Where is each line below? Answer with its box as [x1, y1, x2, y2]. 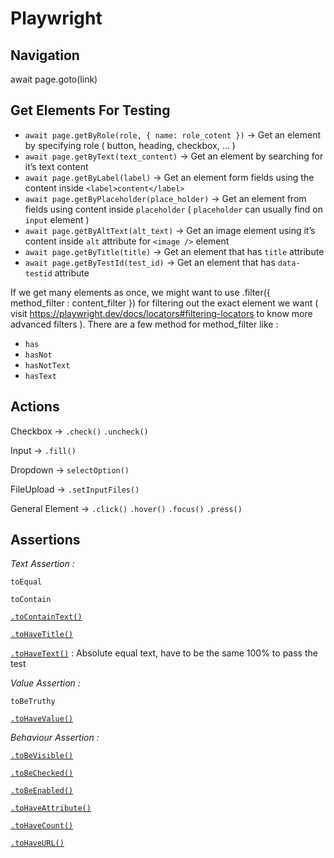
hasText [24, 371, 57, 381]
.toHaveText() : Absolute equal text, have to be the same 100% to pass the [10, 647, 318, 659]
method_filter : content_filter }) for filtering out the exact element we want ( [10, 297, 319, 309]
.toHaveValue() [10, 714, 74, 724]
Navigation [10, 47, 80, 64]
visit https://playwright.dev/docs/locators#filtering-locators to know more [10, 307, 313, 319]
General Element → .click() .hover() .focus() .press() [10, 502, 243, 514]
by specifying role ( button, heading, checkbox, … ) [24, 139, 236, 151]
